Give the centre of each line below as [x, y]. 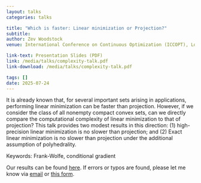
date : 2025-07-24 [28, 83]
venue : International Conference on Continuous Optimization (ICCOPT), [97, 45]
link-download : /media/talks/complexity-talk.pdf [69, 66]
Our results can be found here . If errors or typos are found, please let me [96, 167]
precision [18, 132]
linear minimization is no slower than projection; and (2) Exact [106, 132]
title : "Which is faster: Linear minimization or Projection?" [87, 28]
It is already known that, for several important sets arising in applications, [96, 100]
